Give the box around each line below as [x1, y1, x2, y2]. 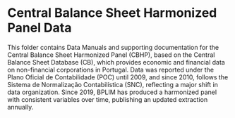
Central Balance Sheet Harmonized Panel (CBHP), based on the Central [7, 51, 215, 59]
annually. [7, 103, 34, 111]
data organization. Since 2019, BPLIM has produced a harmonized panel [7, 88, 217, 96]
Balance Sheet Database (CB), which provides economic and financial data [7, 58, 226, 66]
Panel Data [7, 20, 72, 36]
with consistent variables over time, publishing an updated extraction [7, 95, 208, 103]
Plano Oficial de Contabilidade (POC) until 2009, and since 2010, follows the [7, 72, 229, 81]
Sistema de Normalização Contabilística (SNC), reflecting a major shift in [7, 80, 219, 88]
